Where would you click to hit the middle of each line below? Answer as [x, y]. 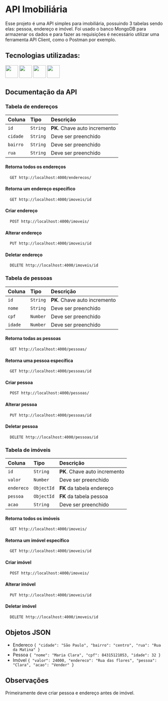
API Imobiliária [36, 9]
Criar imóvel [18, 562]
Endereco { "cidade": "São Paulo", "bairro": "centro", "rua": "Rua [87, 645]
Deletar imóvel [21, 606]
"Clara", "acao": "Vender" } [43, 665]
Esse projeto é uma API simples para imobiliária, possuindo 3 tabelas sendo [84, 23]
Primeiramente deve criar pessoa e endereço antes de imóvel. [70, 693]
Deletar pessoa [22, 426]
